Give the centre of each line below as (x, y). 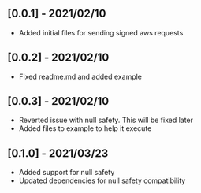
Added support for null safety (67, 173)
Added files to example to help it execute (85, 128)
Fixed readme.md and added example (80, 76)
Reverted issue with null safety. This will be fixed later (106, 120)
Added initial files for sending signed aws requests (101, 32)
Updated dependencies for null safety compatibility (102, 180)
